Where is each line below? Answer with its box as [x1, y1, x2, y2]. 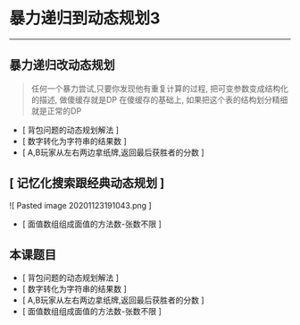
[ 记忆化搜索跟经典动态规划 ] [9, 175, 165, 191]
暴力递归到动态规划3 [9, 8, 161, 29]
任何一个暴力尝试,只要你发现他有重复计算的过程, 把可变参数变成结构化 [30, 82, 288, 94]
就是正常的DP [30, 105, 82, 116]
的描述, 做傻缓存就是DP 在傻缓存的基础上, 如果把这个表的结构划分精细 [30, 94, 288, 105]
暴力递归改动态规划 [9, 57, 115, 73]
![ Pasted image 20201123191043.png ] [9, 200, 152, 210]
